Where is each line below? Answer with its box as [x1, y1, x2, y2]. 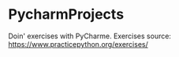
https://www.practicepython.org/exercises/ [8, 39, 148, 48]
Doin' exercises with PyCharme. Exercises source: [8, 31, 172, 41]
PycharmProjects [8, 5, 125, 23]
